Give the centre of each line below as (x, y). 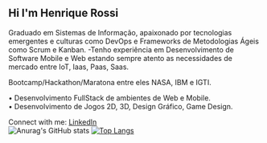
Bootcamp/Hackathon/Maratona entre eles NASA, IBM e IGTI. (110, 82)
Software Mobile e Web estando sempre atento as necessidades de (121, 58)
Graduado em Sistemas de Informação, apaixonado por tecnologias (120, 32)
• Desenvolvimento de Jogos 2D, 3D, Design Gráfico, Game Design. (121, 106)
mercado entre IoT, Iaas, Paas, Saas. (69, 67)
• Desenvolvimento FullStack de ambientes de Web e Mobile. (110, 98)
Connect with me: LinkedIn (53, 122)
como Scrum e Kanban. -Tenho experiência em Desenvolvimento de (121, 49)
